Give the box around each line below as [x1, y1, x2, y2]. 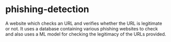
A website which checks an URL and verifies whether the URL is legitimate [5, 20, 162, 26]
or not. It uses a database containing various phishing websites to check [5, 25, 158, 31]
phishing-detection [5, 4, 90, 15]
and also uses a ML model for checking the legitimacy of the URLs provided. [5, 31, 166, 37]
